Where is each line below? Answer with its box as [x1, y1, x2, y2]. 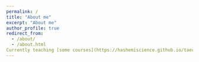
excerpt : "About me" [6, 19, 57, 25]
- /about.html [11, 42, 46, 48]
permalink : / [6, 8, 38, 15]
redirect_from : [6, 31, 44, 37]
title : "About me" [6, 14, 52, 20]
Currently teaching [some [6, 47, 70, 53]
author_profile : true [6, 25, 60, 31]
